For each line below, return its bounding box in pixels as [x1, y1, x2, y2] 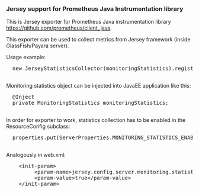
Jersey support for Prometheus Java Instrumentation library [6, 5, 184, 13]
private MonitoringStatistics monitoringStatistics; [12, 99, 169, 107]
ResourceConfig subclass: [6, 123, 70, 130]
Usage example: [6, 54, 46, 61]
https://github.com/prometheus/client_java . [6, 24, 113, 31]
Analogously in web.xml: [6, 152, 66, 159]
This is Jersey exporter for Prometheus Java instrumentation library [6, 18, 171, 25]
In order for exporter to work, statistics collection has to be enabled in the [6, 117, 185, 124]
